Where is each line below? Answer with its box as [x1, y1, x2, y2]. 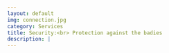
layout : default [7, 10, 54, 17]
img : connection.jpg [7, 17, 67, 23]
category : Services [7, 23, 64, 30]
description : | [7, 36, 51, 43]
